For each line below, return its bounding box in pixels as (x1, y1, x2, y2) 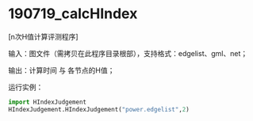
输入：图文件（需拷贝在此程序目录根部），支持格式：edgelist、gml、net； (8, 48, 248, 58)
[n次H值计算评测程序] (8, 32, 79, 41)
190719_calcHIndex (8, 5, 138, 23)
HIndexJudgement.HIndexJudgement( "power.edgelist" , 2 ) (8, 105, 190, 113)
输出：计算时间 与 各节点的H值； (8, 65, 115, 75)
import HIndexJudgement (8, 98, 87, 106)
